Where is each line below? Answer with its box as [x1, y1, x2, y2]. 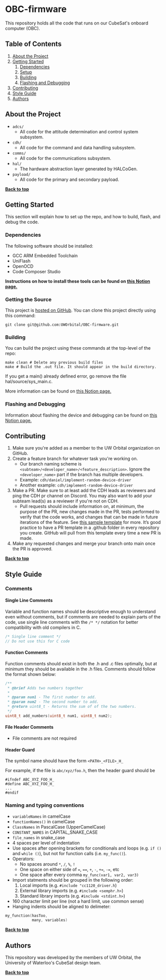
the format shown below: [5, 671, 56, 677]
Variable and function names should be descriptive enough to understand [5, 608, 156, 614]
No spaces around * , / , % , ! [19, 861, 76, 867]
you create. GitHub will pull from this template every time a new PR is [19, 530, 162, 536]
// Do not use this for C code [5, 638, 70, 644]
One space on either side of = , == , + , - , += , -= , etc [19, 866, 120, 872]
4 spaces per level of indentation [12, 840, 80, 846]
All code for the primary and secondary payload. [19, 176, 119, 182]
